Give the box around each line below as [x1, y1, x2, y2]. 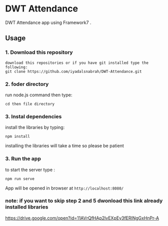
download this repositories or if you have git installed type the [5, 60, 149, 65]
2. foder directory [5, 80, 49, 87]
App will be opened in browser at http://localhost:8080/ [5, 185, 124, 191]
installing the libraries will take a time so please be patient [5, 143, 124, 149]
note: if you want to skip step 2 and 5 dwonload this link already [5, 198, 163, 205]
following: [5, 64, 28, 70]
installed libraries [5, 204, 48, 211]
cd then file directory [5, 101, 55, 106]
